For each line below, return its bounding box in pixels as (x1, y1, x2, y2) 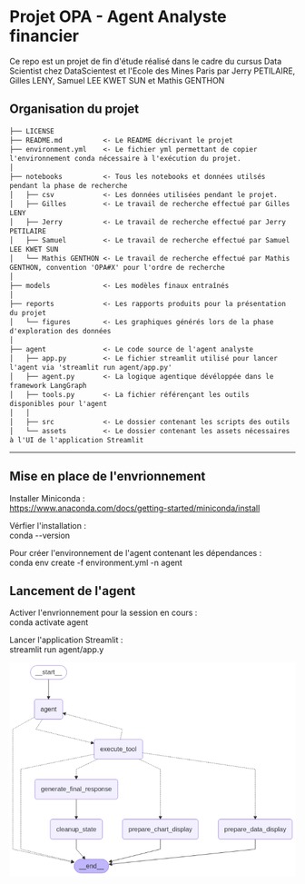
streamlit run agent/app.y (9, 644, 104, 655)
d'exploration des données (9, 326, 112, 335)
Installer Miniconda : (9, 492, 85, 503)
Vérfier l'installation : (9, 520, 86, 531)
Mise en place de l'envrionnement (9, 469, 206, 484)
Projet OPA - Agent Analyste (9, 6, 227, 27)
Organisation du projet (9, 102, 140, 117)
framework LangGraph (9, 381, 88, 390)
